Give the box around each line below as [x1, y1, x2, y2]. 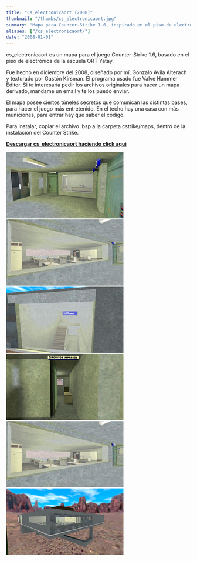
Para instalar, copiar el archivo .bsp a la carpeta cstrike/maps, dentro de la [6, 123, 186, 130]
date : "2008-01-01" [6, 34, 54, 41]
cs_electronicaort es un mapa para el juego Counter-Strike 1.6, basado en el [6, 51, 189, 58]
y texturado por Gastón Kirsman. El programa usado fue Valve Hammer [6, 75, 178, 82]
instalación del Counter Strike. [6, 129, 79, 136]
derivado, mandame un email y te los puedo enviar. [6, 88, 130, 95]
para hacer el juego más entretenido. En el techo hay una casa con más [6, 105, 179, 112]
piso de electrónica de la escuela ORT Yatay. [6, 58, 114, 65]
